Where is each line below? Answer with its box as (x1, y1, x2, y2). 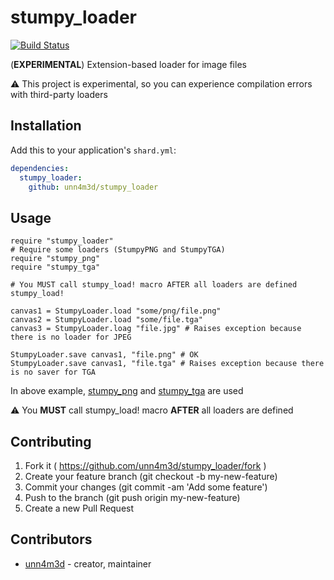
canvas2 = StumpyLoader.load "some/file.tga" (10, 315, 203, 325)
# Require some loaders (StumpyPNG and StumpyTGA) (10, 245, 226, 255)
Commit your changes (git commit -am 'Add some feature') (24, 481, 268, 493)
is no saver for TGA (10, 367, 97, 378)
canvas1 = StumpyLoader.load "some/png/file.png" (10, 306, 222, 316)
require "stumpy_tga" (10, 262, 101, 273)
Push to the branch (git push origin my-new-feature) (24, 492, 241, 503)
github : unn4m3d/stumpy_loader (28, 182, 159, 192)
